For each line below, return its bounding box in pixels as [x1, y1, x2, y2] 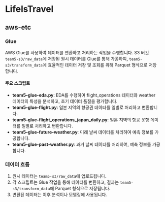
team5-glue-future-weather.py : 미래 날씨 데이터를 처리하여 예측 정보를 [12, 129, 154, 135]
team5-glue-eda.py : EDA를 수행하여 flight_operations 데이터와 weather [12, 92, 156, 98]
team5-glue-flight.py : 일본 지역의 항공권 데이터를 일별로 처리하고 [12, 104, 141, 110]
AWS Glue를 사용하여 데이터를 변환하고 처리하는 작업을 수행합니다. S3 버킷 [5, 49, 149, 55]
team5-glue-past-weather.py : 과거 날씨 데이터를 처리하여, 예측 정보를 [12, 141, 151, 147]
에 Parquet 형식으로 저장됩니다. [50, 186, 111, 192]
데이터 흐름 [5, 161, 30, 168]
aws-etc [5, 23, 31, 32]
